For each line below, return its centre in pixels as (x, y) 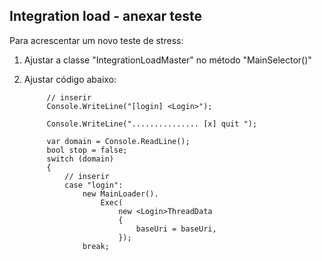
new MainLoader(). (120, 194)
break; (96, 246)
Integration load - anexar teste (105, 16)
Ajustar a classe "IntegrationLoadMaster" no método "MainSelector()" (167, 60)
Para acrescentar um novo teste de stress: (96, 40)
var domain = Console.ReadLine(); (118, 141)
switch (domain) (80, 159)
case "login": (94, 185)
